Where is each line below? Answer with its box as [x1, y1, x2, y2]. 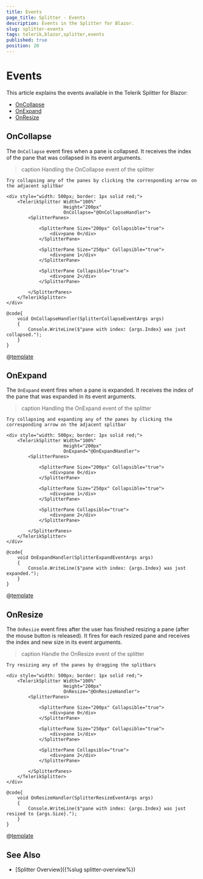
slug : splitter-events [6, 26, 64, 32]
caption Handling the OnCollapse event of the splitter [21, 165, 154, 173]
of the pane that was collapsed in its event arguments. [6, 154, 142, 161]
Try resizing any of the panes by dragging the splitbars [6, 662, 156, 668]
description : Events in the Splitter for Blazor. [6, 20, 135, 26]
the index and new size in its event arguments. [6, 638, 123, 646]
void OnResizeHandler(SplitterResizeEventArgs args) [17, 795, 154, 801]
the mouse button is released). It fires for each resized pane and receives [6, 632, 190, 640]
